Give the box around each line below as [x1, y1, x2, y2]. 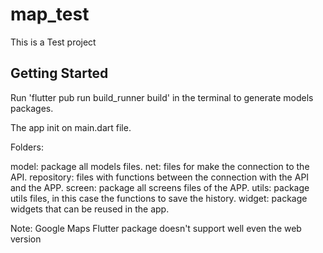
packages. [10, 102, 54, 114]
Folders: [10, 141, 44, 153]
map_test [10, 3, 90, 26]
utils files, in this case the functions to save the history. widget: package [10, 192, 308, 204]
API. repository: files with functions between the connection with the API [10, 171, 310, 183]
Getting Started [10, 65, 109, 82]
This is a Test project [10, 36, 97, 48]
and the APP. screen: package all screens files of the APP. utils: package [10, 181, 310, 193]
